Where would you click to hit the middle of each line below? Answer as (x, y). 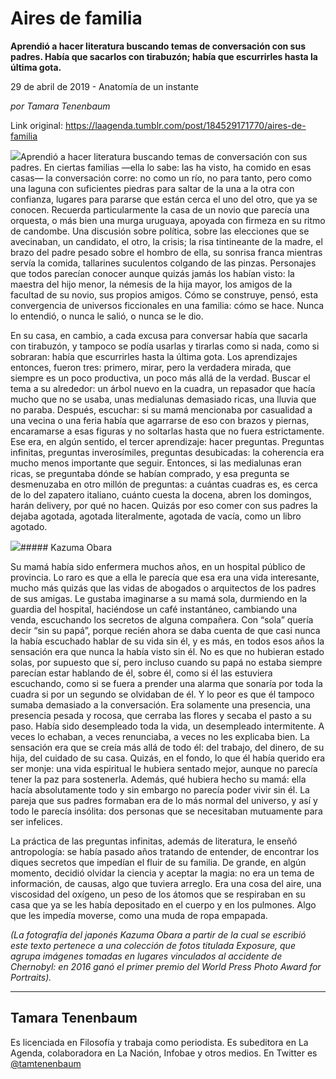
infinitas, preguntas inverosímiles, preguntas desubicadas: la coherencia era (167, 452)
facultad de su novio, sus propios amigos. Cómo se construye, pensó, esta (164, 294)
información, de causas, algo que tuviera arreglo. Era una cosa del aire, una (166, 883)
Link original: (36, 125)
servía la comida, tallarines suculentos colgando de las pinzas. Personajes (163, 263)
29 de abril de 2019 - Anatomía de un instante (104, 86)
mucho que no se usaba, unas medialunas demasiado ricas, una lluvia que (163, 399)
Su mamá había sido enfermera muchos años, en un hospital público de (158, 566)
